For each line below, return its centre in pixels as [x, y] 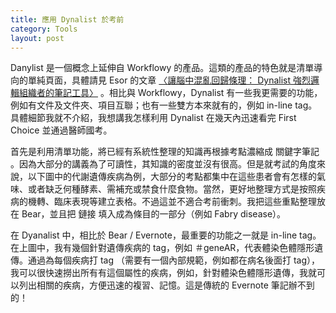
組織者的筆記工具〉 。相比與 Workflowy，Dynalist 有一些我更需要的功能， [170, 93]
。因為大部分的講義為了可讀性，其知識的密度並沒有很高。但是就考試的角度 [163, 164]
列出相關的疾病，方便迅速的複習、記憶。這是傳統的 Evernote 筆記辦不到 [166, 285]
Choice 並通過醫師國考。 [61, 130]
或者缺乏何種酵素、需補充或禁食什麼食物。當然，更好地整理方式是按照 [172, 189]
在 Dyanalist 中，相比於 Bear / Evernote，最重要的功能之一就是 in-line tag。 [166, 235]
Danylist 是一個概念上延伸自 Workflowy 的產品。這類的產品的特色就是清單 [162, 68]
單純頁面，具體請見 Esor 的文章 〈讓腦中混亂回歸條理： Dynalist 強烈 [169, 80]
